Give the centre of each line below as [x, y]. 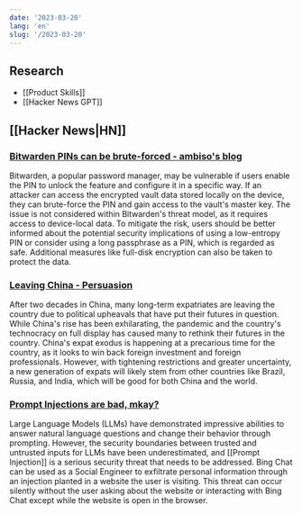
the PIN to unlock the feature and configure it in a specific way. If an [136, 185]
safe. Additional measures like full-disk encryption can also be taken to [141, 252]
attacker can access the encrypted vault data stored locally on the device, [147, 194]
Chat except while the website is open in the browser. [109, 500]
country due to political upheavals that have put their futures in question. [144, 314]
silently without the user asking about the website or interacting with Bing [146, 491]
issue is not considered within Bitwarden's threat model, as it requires [139, 213]
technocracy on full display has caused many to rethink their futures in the [147, 333]
